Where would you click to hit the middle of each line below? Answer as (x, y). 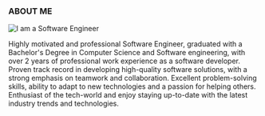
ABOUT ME (30, 11)
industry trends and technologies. (64, 104)
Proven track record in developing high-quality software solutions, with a (128, 70)
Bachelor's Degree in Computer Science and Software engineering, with (127, 53)
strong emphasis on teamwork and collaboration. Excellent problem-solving (132, 78)
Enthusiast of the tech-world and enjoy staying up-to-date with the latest (128, 95)
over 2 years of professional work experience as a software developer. (125, 61)
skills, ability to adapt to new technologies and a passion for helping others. (132, 86)
